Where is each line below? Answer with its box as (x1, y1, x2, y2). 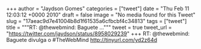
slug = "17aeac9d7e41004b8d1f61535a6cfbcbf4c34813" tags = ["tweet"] (6, 18, 187, 24)
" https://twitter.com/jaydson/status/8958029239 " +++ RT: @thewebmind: (6, 30, 190, 37)
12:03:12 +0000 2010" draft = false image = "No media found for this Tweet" (6, 11, 196, 18)
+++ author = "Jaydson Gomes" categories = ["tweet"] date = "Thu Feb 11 (6, 5, 190, 12)
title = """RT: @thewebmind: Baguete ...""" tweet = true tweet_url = (6, 24, 172, 31)
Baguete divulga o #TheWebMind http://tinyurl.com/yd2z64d (6, 37, 158, 43)
